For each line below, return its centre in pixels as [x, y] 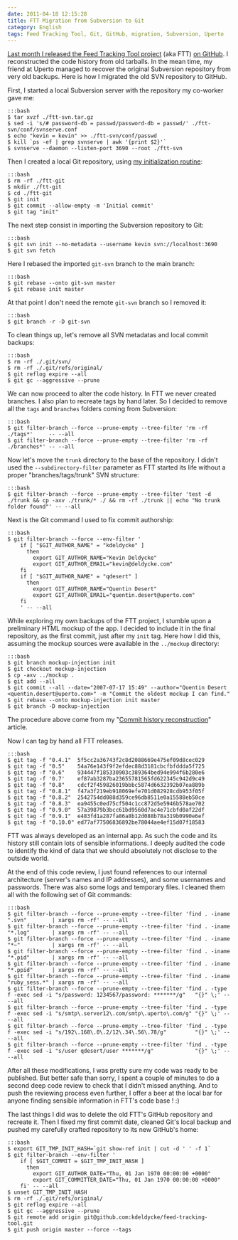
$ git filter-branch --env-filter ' [61, 1155]
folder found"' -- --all [44, 507]
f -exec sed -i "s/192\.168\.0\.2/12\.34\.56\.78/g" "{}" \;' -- [119, 1032]
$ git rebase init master [45, 290]
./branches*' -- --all [41, 447]
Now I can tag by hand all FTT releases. [65, 741]
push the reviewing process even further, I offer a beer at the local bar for [115, 1093]
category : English [34, 27]
